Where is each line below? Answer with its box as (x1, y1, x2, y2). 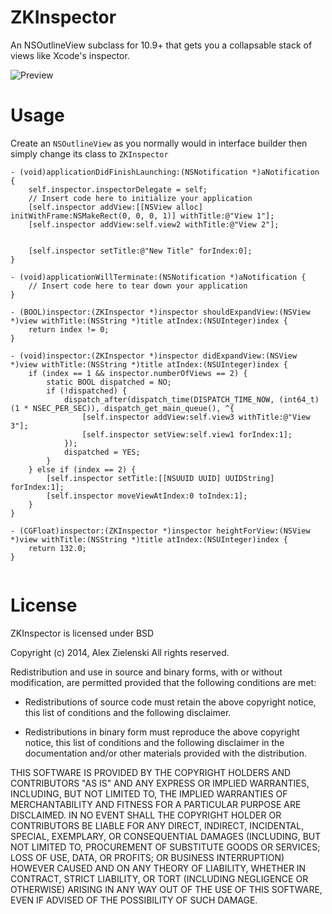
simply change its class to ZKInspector (10, 147, 169, 160)
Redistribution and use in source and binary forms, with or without (10, 666, 283, 678)
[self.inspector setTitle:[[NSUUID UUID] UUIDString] (46, 473, 275, 483)
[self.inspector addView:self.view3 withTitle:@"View (81, 412, 311, 422)
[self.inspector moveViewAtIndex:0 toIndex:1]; (46, 491, 248, 501)
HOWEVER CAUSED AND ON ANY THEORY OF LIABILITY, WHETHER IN (10, 862, 307, 874)
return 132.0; (28, 543, 87, 553)
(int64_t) (278, 394, 320, 405)
